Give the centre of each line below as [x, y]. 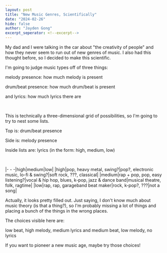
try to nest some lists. [27, 121]
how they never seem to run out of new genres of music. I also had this [78, 52]
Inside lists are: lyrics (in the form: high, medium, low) [60, 150]
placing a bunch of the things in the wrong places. [57, 211]
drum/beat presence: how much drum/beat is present [60, 87]
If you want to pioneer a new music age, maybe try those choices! [73, 245]
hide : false [17, 24]
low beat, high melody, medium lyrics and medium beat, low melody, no [79, 230]
